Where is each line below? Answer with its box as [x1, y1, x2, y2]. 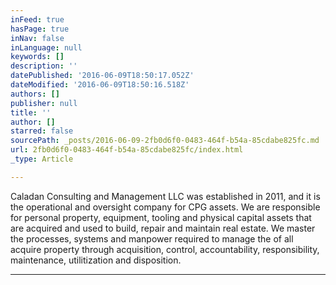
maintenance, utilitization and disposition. [10, 254, 182, 266]
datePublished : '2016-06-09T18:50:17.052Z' [10, 71, 195, 81]
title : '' [10, 107, 52, 118]
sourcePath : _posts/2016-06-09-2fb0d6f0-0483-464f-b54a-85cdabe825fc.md [10, 136, 320, 146]
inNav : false [10, 33, 65, 43]
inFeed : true [10, 14, 65, 25]
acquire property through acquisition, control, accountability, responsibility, [10, 243, 320, 255]
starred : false [10, 126, 74, 136]
